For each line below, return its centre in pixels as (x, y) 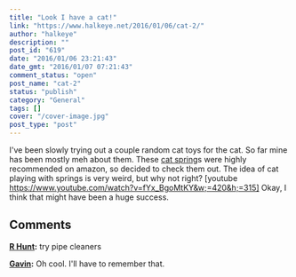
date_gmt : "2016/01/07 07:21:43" (71, 67)
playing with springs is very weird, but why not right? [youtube (124, 178)
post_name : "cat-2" (45, 83)
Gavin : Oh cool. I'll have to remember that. (87, 264)
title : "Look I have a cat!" (63, 17)
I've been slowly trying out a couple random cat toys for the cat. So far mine (148, 150)
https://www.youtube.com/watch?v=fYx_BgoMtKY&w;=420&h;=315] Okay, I (148, 188)
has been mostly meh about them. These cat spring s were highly (128, 159)
